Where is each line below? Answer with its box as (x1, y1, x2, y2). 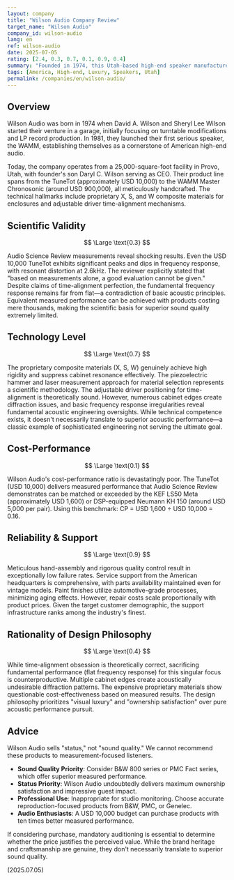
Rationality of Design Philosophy (7, 628, 152, 640)
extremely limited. (7, 311, 58, 319)
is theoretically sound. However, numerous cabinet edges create (37, 393, 222, 401)
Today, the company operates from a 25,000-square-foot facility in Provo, (7, 162, 219, 171)
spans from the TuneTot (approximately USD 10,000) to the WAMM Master (7, 177, 221, 185)
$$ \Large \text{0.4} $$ (83, 647, 151, 655)
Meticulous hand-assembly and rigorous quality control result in (7, 564, 192, 572)
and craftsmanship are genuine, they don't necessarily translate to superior (7, 845, 223, 854)
